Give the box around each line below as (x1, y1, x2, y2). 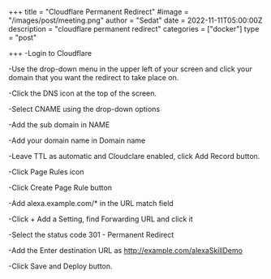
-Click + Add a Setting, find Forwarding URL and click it (8, 214, 193, 224)
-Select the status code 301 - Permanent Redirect (8, 230, 174, 239)
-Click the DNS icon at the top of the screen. (8, 88, 157, 98)
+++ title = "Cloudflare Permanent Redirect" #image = (8, 7, 189, 16)
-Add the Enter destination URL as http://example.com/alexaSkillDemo (8, 246, 243, 255)
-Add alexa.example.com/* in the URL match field (8, 199, 174, 208)
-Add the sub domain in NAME (8, 120, 110, 129)
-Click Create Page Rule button (8, 182, 112, 192)
